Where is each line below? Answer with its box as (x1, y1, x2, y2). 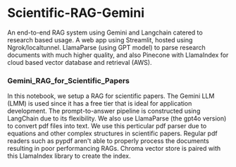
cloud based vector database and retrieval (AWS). (7, 58, 152, 66)
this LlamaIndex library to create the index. (7, 151, 131, 160)
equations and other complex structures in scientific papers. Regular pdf (7, 129, 218, 138)
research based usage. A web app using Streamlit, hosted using (7, 35, 193, 44)
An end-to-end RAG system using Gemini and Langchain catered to (7, 28, 203, 37)
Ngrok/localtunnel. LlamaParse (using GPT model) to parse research (7, 43, 206, 51)
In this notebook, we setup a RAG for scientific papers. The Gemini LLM (7, 92, 215, 100)
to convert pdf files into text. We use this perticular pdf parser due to (7, 122, 207, 130)
